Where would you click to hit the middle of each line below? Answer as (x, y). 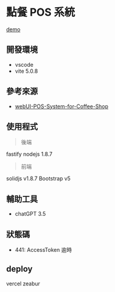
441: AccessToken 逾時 (43, 250)
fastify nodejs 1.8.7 (29, 154)
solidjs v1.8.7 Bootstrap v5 (38, 178)
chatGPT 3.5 (30, 214)
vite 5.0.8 (26, 71)
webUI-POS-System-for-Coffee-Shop (62, 106)
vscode (24, 64)
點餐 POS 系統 (41, 12)
